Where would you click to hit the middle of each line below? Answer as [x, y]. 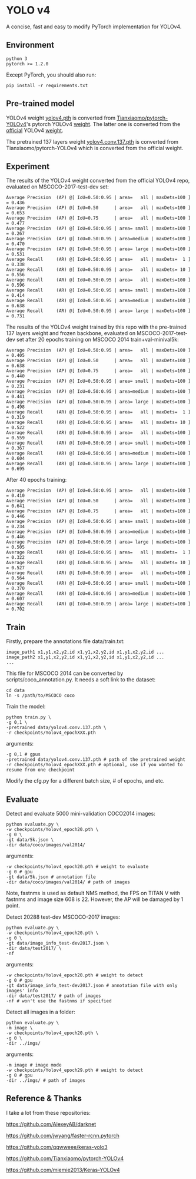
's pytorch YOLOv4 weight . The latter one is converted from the [103, 124]
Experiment [28, 166]
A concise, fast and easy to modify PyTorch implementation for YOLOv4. [94, 27]
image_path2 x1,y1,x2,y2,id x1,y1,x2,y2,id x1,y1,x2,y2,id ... [85, 657]
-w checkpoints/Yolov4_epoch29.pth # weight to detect [75, 1070]
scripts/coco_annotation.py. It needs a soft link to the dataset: [81, 680]
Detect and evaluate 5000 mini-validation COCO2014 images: [81, 814]
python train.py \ [29, 717]
